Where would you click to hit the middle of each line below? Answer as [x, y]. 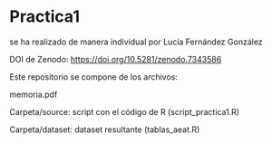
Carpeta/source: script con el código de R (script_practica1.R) [125, 111]
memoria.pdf [34, 94]
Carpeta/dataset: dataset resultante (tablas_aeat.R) [105, 130]
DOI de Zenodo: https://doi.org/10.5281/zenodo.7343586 [116, 59]
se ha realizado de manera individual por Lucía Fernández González [136, 42]
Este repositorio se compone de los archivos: [94, 77]
